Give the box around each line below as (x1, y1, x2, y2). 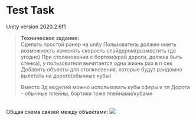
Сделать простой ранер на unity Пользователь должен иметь (20, 41, 177, 48)
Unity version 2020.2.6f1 (6, 23, 66, 30)
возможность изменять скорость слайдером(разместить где (20, 47, 177, 54)
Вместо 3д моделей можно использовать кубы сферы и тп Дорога (20, 83, 190, 90)
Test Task (6, 4, 55, 17)
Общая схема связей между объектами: (6, 108, 109, 115)
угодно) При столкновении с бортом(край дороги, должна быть (20, 53, 182, 60)
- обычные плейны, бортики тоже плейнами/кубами (20, 90, 153, 97)
